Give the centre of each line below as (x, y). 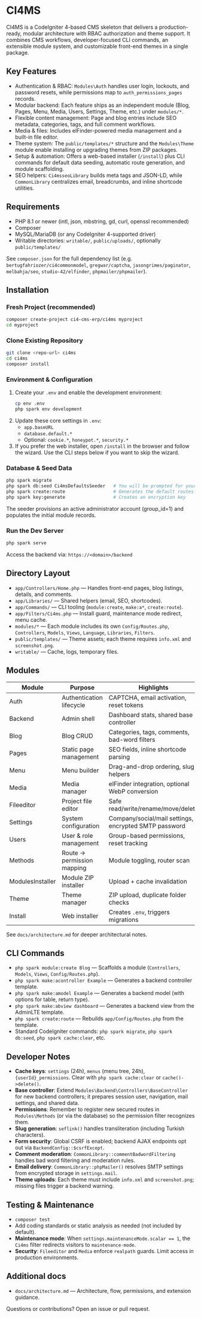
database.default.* (48, 434)
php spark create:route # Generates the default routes (100, 492)
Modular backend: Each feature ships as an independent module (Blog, (102, 105)
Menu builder (80, 770)
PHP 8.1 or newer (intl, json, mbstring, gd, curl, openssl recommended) (102, 221)
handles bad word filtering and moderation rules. (75, 1160)
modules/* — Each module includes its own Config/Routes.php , (92, 626)
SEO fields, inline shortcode (147, 749)
